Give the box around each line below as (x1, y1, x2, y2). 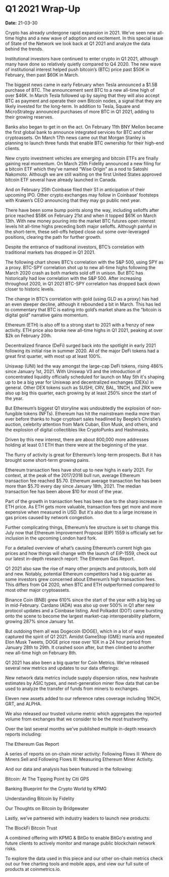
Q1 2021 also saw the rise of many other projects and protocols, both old (5, 565, 156, 571)
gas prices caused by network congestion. (5, 514, 94, 520)
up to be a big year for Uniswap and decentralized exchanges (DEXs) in (5, 379, 154, 385)
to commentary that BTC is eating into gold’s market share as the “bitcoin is (5, 306, 162, 312)
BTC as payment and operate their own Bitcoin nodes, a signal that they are (5, 97, 162, 104)
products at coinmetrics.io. (5, 866, 62, 872)
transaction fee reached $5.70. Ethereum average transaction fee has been (5, 478, 161, 484)
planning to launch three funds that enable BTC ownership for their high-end (5, 140, 164, 146)
